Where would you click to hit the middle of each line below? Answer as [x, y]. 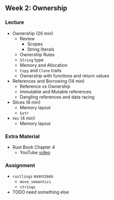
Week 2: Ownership [36, 8]
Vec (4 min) [24, 118]
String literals [41, 49]
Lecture [15, 22]
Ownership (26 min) [33, 33]
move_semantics [35, 182]
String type [31, 60]
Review [27, 38]
